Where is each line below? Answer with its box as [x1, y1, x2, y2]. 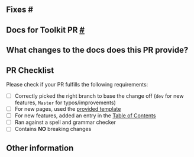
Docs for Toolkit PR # [6, 25, 85, 35]
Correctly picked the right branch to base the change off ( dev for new [14, 92, 184, 100]
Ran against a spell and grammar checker [14, 118, 117, 126]
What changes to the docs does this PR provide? [6, 45, 189, 55]
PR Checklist [6, 65, 54, 75]
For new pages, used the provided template [14, 105, 121, 113]
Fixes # [6, 5, 34, 15]
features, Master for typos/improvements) [14, 99, 117, 106]
